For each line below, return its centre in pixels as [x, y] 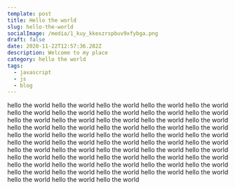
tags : [15, 66]
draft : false [26, 40]
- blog [23, 85]
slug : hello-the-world [40, 27]
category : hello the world [47, 59]
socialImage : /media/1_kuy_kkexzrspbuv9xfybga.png [83, 33]
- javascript [33, 72]
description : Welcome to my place [58, 53]
